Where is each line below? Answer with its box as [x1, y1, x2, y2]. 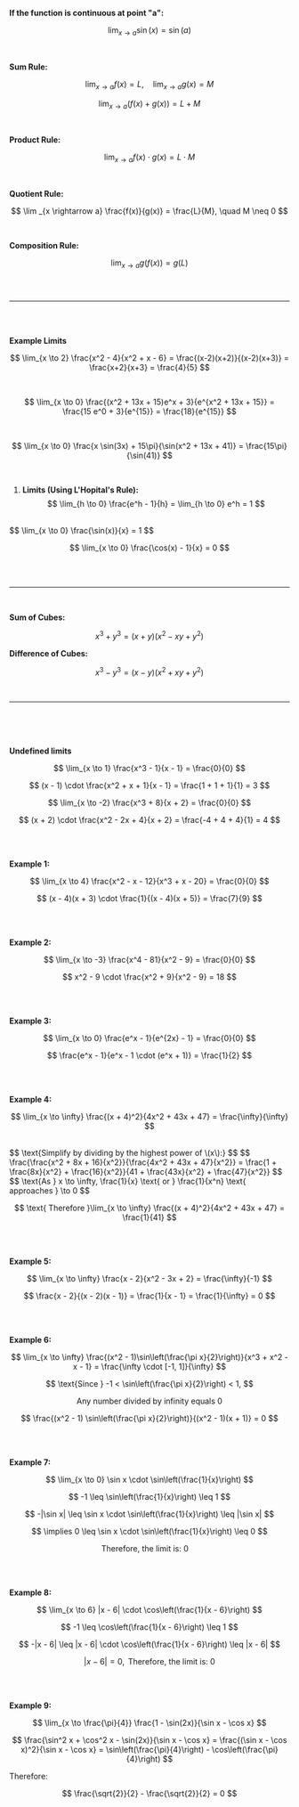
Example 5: [9, 1256, 52, 1267]
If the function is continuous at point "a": [9, 8, 165, 18]
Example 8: [9, 1587, 52, 1598]
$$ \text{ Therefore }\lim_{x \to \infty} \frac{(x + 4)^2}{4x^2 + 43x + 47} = [14, 1202, 285, 1214]
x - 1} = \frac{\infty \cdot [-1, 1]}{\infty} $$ [72, 1362, 227, 1372]
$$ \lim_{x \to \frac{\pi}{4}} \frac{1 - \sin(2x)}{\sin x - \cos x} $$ [32, 1718, 267, 1729]
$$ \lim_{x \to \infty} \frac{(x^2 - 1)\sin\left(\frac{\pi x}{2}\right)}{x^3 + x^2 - [10, 1352, 289, 1363]
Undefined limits [9, 745, 72, 756]
